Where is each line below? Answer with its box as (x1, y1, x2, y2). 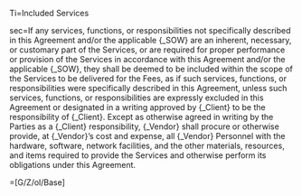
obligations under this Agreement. (9, 160, 137, 170)
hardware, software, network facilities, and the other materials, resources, (9, 140, 285, 151)
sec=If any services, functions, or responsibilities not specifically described (9, 25, 291, 35)
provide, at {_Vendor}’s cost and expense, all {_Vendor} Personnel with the (9, 131, 286, 141)
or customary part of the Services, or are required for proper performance (9, 44, 286, 55)
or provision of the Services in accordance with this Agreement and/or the (9, 54, 286, 64)
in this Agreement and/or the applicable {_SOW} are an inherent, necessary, (9, 35, 292, 45)
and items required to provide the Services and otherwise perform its (9, 150, 267, 161)
